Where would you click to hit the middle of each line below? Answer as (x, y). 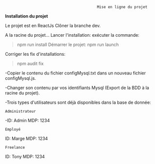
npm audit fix (30, 63)
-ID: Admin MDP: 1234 (27, 120)
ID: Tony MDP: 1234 (25, 156)
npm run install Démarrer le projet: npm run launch (68, 45)
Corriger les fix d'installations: (35, 54)
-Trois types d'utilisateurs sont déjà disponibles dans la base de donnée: (78, 102)
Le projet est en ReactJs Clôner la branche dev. (53, 25)
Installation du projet (26, 16)
